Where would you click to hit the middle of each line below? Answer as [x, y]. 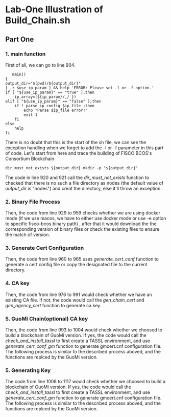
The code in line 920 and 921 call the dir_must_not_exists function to [77, 177]
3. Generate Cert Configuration [45, 248]
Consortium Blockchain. [30, 158]
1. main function [26, 54]
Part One [20, 39]
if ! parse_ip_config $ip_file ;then [55, 106]
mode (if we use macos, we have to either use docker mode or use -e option [86, 219]
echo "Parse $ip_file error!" [56, 110]
